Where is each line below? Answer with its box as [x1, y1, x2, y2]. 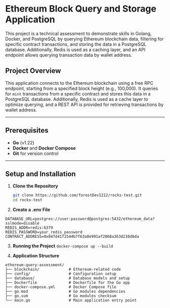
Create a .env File [12, 207, 51, 213]
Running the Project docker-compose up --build [12, 243, 113, 249]
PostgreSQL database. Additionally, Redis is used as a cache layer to [5, 96, 148, 102]
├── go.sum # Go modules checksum [5, 293, 116, 298]
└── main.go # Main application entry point [5, 298, 137, 303]
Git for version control [12, 150, 59, 157]
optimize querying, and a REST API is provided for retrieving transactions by [5, 101, 164, 108]
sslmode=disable [5, 221, 39, 226]
